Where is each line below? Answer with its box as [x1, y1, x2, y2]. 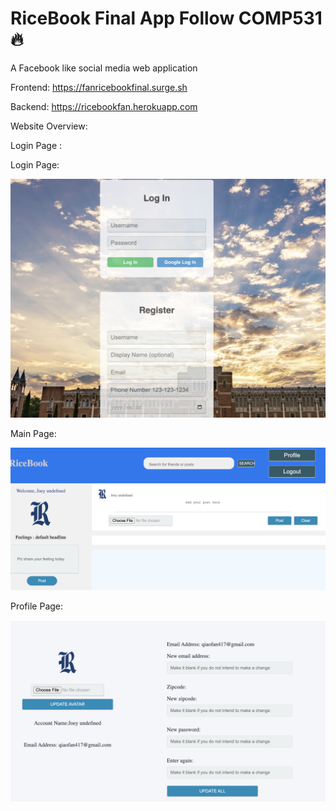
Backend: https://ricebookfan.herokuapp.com [10, 100, 198, 112]
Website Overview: [10, 120, 88, 132]
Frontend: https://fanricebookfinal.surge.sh [10, 81, 188, 93]
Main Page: [10, 427, 57, 439]
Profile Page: [10, 600, 64, 612]
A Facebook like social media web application [10, 62, 198, 74]
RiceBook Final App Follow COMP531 [10, 7, 323, 30]
